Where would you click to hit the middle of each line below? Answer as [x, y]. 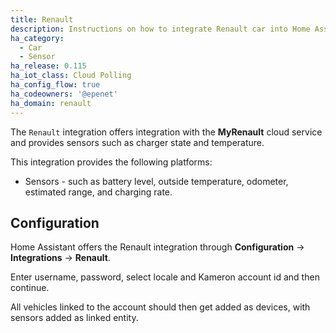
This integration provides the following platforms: [111, 162]
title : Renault [42, 19]
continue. [30, 288]
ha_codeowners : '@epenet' [64, 94]
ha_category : [37, 38]
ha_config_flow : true [55, 85]
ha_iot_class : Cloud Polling [71, 76]
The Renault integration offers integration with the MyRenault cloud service [166, 132]
